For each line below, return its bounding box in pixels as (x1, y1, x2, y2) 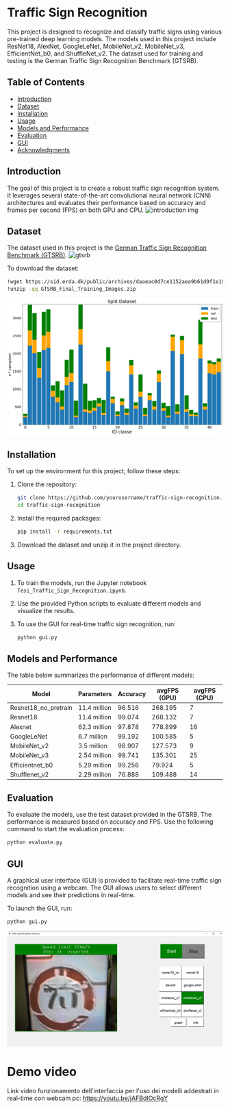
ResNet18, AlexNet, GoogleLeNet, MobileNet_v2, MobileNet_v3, (7, 42, 186, 50)
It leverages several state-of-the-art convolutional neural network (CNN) (7, 191, 212, 200)
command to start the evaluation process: (7, 825, 125, 833)
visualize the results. (16, 606, 75, 615)
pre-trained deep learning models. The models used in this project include (7, 34, 217, 43)
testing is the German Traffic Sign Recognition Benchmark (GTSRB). (7, 56, 199, 64)
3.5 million (78, 742, 108, 750)
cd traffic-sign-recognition (16, 502, 101, 509)
